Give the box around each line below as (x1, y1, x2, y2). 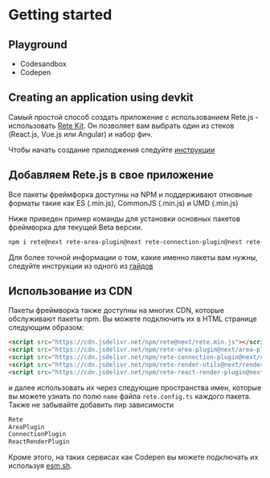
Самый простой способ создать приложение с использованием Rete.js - (8, 112, 259, 122)
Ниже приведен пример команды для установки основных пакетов (8, 213, 241, 223)
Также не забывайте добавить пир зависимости (8, 400, 174, 410)
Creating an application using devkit (8, 91, 194, 105)
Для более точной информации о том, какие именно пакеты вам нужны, (8, 252, 259, 262)
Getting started (8, 6, 112, 24)
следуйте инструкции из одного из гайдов (8, 261, 153, 270)
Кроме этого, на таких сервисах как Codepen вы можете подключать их (8, 452, 259, 462)
